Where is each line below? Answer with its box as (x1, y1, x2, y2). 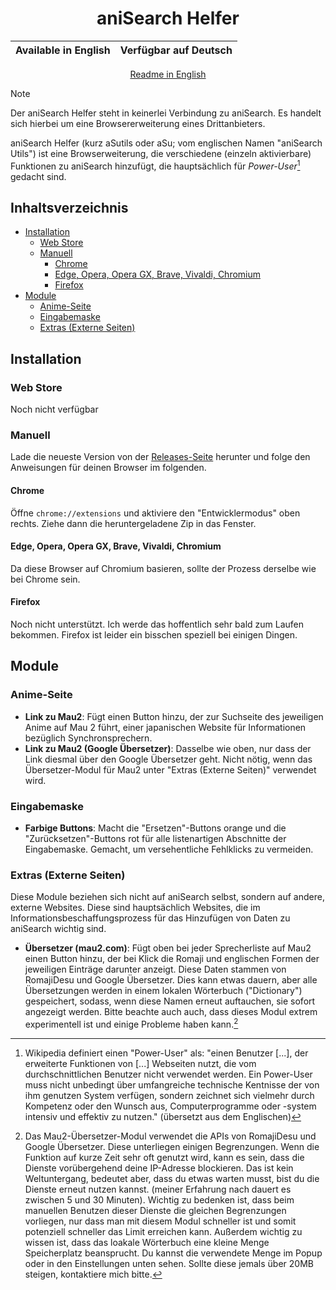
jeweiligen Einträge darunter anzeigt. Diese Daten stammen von (24, 963, 287, 976)
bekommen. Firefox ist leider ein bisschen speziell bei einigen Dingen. (10, 629, 298, 641)
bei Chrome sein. (10, 573, 81, 585)
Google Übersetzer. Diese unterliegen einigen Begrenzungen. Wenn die (24, 1140, 320, 1152)
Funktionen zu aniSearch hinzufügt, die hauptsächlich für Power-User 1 (10, 158, 301, 172)
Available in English (15, 43, 111, 57)
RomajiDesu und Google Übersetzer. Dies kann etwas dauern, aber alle (24, 974, 318, 986)
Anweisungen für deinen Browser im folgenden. (10, 462, 207, 474)
